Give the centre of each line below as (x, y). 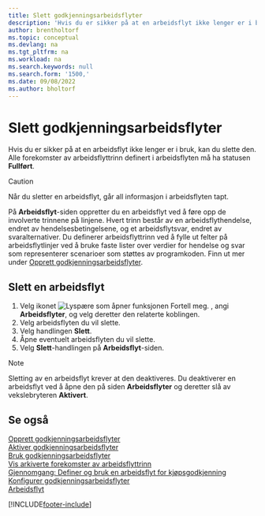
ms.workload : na (35, 60)
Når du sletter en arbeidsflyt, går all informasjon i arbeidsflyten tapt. (118, 197)
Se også (28, 419)
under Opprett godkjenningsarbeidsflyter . (76, 262)
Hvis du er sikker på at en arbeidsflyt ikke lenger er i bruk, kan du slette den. (132, 150)
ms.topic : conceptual (44, 37)
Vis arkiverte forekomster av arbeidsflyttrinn (80, 464)
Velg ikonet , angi (124, 306)
